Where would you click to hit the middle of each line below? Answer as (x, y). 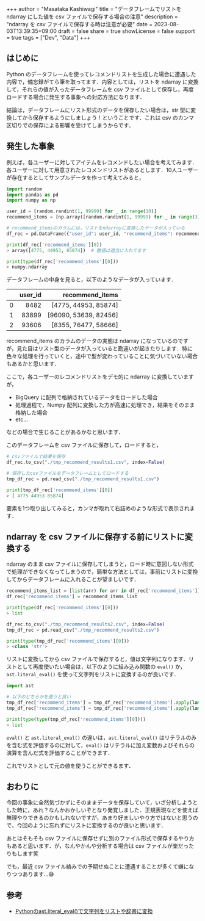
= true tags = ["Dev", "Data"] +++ (49, 38)
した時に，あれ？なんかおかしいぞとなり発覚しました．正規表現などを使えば (102, 810)
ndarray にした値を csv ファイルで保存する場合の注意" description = (92, 16)
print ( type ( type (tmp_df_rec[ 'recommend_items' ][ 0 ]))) (76, 719)
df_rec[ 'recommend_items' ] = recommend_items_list (72, 597)
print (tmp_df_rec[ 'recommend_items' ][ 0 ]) (60, 490)
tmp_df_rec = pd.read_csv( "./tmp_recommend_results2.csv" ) (83, 630)
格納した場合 (31, 413)
